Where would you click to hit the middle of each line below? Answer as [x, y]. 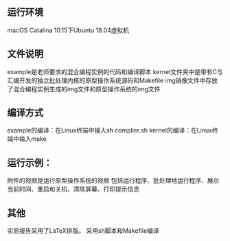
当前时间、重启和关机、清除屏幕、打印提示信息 [73, 189]
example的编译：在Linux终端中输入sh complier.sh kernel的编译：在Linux [110, 130]
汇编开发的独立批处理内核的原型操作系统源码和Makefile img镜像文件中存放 [113, 80]
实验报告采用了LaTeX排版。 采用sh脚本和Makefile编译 [83, 231]
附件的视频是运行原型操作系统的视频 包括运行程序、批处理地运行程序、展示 [113, 181]
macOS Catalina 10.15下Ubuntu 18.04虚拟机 [68, 30]
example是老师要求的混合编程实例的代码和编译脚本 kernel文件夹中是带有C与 [115, 71]
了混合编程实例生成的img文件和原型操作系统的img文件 [84, 89]
